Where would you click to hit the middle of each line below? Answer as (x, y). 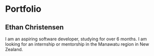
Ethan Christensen (34, 27)
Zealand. (14, 49)
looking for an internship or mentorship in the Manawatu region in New (77, 44)
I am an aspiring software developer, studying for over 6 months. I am (76, 39)
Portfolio (23, 9)
